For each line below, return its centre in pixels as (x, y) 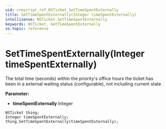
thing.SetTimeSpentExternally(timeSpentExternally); (62, 122)
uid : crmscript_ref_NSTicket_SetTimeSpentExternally (62, 10)
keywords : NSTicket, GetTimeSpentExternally (53, 24)
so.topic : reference (27, 29)
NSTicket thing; (22, 113)
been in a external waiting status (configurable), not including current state (83, 84)
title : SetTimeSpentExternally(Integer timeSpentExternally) (71, 15)
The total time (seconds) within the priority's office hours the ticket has (79, 78)
